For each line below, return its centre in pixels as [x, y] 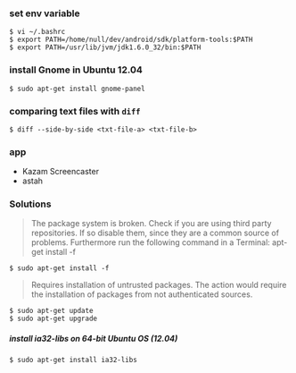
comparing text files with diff [75, 111]
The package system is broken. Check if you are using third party [151, 224]
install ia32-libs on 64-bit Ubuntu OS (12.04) [94, 339]
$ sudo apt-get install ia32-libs [74, 360]
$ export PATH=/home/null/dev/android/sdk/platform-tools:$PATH [131, 40]
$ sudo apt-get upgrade [53, 319]
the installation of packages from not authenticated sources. [142, 294]
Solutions [30, 204]
